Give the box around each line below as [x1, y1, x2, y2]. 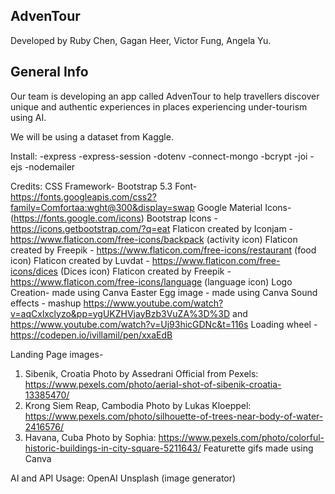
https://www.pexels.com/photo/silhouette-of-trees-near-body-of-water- [24, 410, 324, 422]
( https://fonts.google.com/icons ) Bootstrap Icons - [10, 212, 218, 224]
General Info [10, 64, 89, 81]
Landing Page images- [10, 348, 104, 360]
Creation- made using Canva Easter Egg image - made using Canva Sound [10, 286, 318, 298]
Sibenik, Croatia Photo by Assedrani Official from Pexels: [24, 367, 259, 379]
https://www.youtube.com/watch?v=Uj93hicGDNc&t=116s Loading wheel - [10, 318, 318, 330]
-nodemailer [24, 160, 76, 173]
